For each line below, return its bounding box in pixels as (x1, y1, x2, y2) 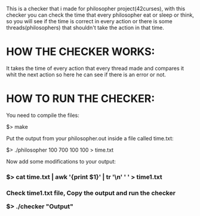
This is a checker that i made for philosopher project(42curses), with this (6, 5, 186, 12)
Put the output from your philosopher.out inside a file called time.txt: (6, 134, 174, 142)
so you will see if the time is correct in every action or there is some (6, 18, 173, 24)
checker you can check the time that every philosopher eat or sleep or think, (6, 11, 194, 18)
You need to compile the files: (6, 112, 79, 119)
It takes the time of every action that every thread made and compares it (6, 64, 184, 72)
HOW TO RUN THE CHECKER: (6, 92, 155, 106)
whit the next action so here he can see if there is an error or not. (6, 71, 166, 78)
